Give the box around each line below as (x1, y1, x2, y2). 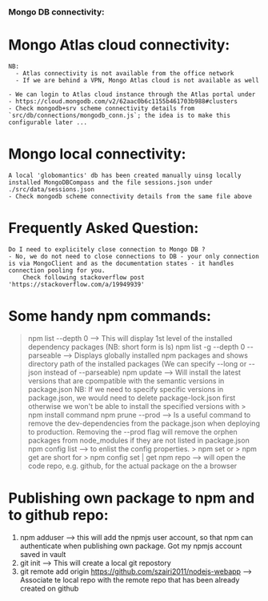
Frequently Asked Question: (8, 218, 199, 237)
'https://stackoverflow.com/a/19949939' (8, 280, 146, 288)
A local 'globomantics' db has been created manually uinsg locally (8, 171, 242, 179)
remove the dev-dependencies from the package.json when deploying (27, 419, 260, 428)
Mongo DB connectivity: (8, 6, 105, 18)
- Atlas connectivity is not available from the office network (15, 69, 234, 78)
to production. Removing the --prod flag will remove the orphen (27, 427, 238, 436)
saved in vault (19, 549, 66, 559)
